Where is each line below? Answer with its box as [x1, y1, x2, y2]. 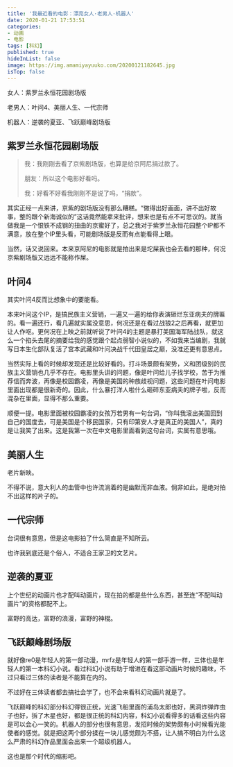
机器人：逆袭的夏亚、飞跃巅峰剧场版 [7, 117, 111, 126]
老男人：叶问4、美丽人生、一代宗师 [7, 103, 109, 111]
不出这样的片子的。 [7, 491, 62, 500]
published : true [7, 49, 54, 56]
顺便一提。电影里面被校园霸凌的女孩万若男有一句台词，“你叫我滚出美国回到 [7, 409, 223, 417]
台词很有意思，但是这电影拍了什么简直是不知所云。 [7, 534, 153, 542]
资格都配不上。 [28, 599, 71, 607]
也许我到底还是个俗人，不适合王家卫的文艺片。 [7, 548, 141, 557]
